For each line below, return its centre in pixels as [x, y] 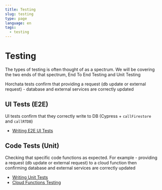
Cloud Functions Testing [36, 182]
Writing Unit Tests [30, 177]
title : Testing [20, 9]
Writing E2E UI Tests [33, 130]
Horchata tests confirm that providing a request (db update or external [75, 84]
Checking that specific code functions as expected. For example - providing [81, 158]
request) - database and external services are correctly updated [69, 89]
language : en [18, 23]
